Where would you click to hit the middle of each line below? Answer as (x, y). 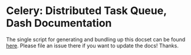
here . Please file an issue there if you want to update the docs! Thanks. (92, 46)
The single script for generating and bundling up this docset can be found (96, 39)
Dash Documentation (59, 23)
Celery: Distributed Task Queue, (86, 11)
